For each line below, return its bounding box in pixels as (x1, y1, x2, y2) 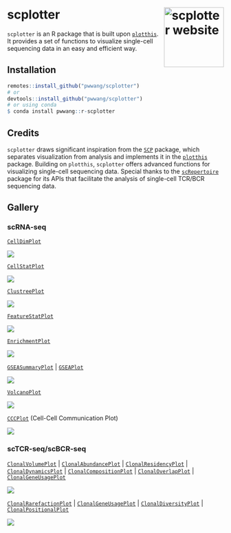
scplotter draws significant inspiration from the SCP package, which (7, 145, 200, 153)
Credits (7, 127, 40, 139)
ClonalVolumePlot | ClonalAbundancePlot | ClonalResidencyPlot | (7, 459, 188, 468)
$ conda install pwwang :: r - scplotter (7, 108, 115, 115)
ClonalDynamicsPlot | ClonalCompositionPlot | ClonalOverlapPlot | (7, 466, 195, 475)
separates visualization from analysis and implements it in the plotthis (7, 152, 208, 161)
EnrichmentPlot (7, 338, 51, 345)
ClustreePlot (7, 287, 45, 295)
